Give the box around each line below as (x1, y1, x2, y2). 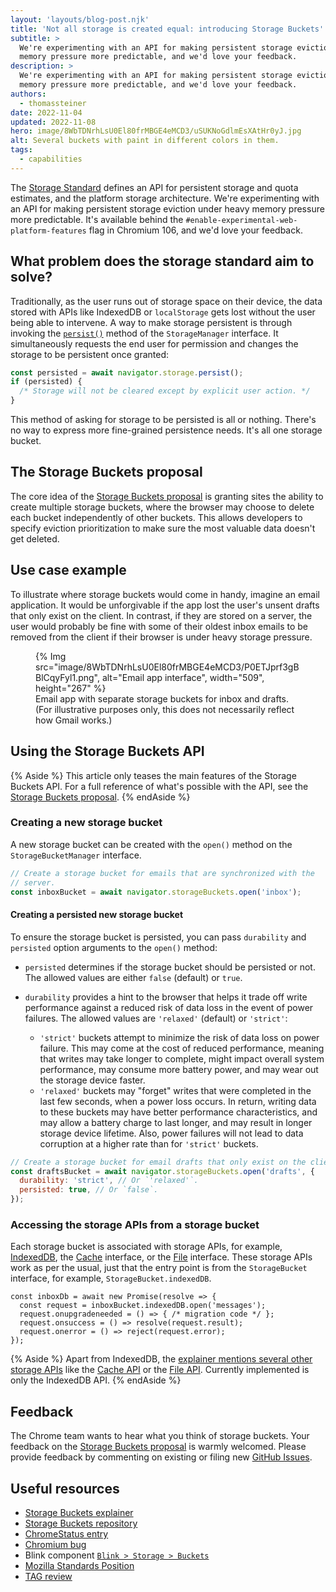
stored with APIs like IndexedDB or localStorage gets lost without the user (10, 306, 316, 318)
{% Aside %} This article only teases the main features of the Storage (10, 769, 297, 781)
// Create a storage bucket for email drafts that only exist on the (10, 1157, 307, 1167)
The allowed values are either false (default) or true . (24, 971, 243, 983)
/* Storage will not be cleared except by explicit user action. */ (19, 386, 311, 396)
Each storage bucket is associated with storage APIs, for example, (10, 1241, 283, 1253)
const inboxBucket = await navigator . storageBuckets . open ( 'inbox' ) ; (10, 887, 302, 897)
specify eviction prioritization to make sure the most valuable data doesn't (10, 522, 316, 534)
